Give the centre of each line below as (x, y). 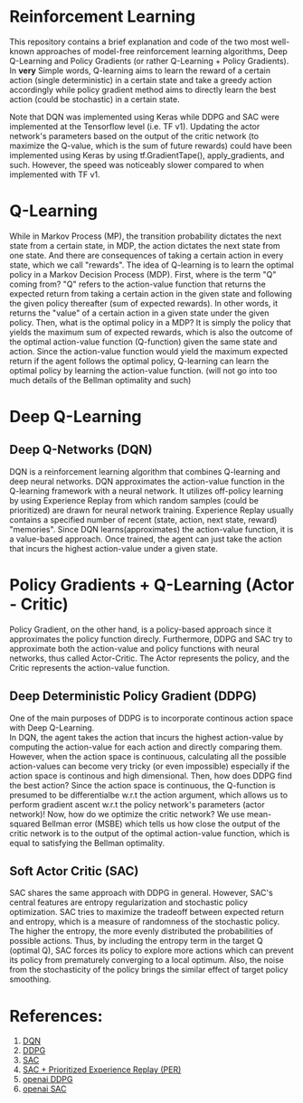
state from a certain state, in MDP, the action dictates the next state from (145, 245)
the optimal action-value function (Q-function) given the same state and (143, 342)
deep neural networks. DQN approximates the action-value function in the (147, 481)
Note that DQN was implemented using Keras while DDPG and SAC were (145, 117)
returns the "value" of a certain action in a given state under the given (139, 313)
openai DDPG (47, 1079)
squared (25, 824)
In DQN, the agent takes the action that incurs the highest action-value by (147, 737)
